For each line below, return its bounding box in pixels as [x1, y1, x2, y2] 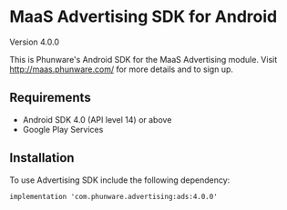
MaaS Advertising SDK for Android [9, 6, 278, 27]
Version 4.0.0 [9, 36, 60, 47]
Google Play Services [22, 124, 104, 135]
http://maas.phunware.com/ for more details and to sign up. [9, 64, 234, 75]
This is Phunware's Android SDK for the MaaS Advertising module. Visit [9, 54, 278, 65]
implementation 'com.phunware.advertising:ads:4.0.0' [9, 192, 219, 201]
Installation [9, 150, 75, 165]
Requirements [9, 90, 91, 105]
